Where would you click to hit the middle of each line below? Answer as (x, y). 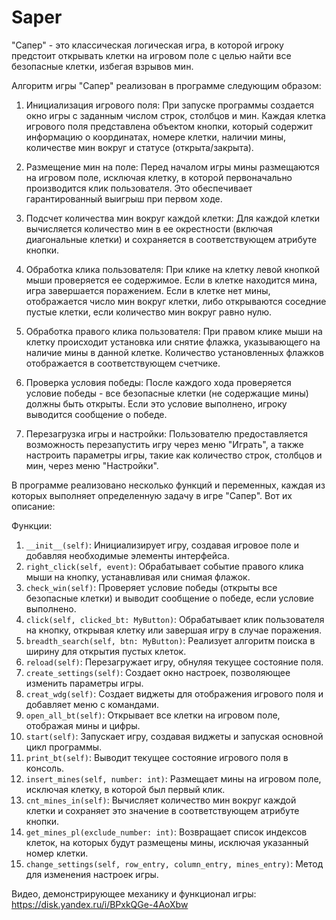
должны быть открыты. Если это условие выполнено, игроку (156, 403)
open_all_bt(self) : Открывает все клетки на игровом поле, (153, 715)
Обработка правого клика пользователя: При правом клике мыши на (174, 331)
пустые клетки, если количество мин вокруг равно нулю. (149, 312)
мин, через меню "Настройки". (92, 465)
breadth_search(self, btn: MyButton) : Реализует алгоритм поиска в (170, 640)
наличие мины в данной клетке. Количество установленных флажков (174, 352)
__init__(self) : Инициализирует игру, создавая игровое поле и (162, 545)
